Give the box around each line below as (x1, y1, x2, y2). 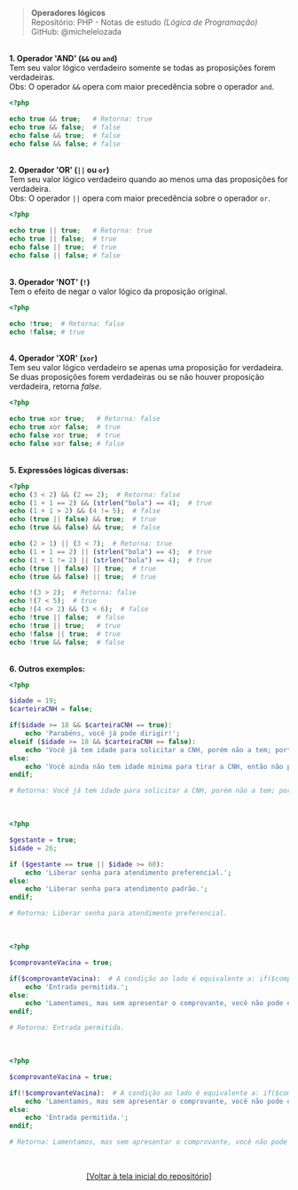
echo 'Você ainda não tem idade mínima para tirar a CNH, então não (25, 762, 284, 771)
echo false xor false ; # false (9, 439, 125, 448)
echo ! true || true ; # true (9, 621, 122, 630)
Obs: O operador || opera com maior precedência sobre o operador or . (9, 193, 271, 203)
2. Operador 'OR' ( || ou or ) (9, 164, 110, 176)
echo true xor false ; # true (9, 423, 122, 432)
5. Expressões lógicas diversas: (9, 464, 129, 475)
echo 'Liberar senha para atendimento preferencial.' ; (25, 868, 232, 877)
